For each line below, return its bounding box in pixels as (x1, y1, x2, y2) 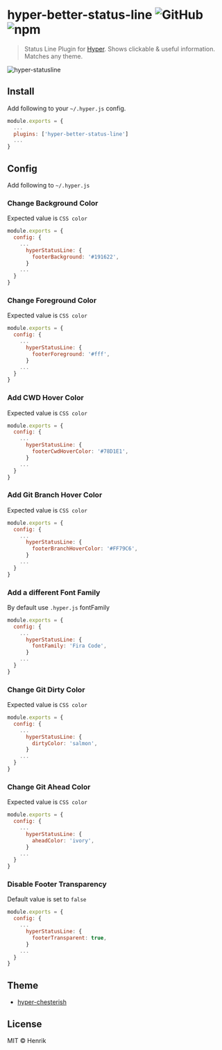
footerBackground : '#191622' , (32, 253, 119, 260)
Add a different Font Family (7, 587, 101, 597)
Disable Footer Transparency (7, 879, 108, 889)
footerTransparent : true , (32, 934, 108, 941)
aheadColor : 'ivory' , (32, 837, 95, 844)
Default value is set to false (7, 895, 87, 903)
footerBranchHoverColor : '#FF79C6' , (32, 545, 138, 552)
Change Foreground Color (7, 296, 97, 306)
